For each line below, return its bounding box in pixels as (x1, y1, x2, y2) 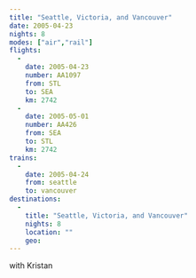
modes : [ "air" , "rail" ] (9, 37, 93, 47)
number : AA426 (25, 121, 77, 130)
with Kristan (9, 260, 53, 271)
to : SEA (25, 87, 53, 96)
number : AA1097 (25, 71, 82, 80)
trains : (9, 153, 38, 163)
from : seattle (25, 179, 77, 187)
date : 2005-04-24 (25, 170, 90, 179)
